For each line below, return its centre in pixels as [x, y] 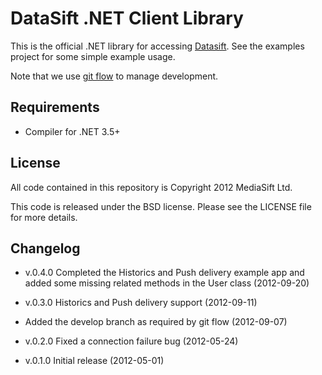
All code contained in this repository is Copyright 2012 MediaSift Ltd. [151, 187]
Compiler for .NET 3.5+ [72, 131]
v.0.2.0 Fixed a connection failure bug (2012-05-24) [131, 341]
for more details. [44, 217]
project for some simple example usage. [93, 56]
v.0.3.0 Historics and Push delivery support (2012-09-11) [141, 303]
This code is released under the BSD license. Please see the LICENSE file [161, 206]
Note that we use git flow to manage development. [114, 76]
